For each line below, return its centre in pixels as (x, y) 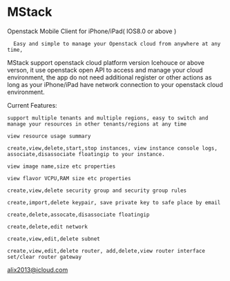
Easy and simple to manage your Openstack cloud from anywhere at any (117, 43)
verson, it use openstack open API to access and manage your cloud (105, 70)
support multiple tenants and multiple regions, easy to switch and (108, 118)
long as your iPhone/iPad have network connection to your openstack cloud (115, 84)
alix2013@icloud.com (38, 269)
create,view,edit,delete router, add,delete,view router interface (106, 251)
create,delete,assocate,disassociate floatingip (78, 215)
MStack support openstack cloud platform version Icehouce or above (106, 62)
